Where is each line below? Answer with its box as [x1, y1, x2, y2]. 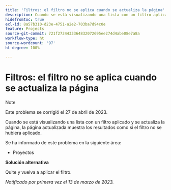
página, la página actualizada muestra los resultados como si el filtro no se [5, 124, 162, 130]
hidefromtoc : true [5, 17, 44, 22]
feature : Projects [5, 26, 44, 31]
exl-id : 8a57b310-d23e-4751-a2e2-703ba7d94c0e [5, 21, 106, 27]
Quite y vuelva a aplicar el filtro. [5, 169, 72, 175]
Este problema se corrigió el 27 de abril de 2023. [5, 109, 108, 115]
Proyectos [12, 149, 34, 155]
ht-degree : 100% [5, 45, 40, 50]
